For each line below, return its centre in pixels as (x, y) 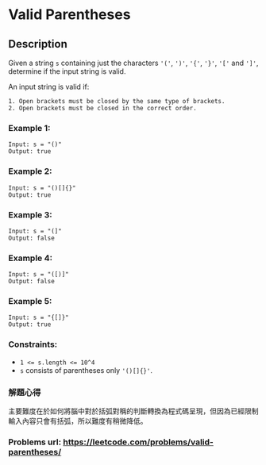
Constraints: (33, 344)
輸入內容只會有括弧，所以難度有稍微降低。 (78, 421)
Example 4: (31, 258)
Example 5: (30, 302)
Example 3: (31, 214)
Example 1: (29, 128)
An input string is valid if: (49, 86)
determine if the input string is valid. (67, 71)
